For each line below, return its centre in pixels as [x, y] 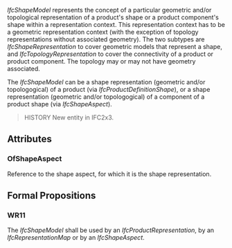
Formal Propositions [52, 196]
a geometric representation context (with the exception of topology [103, 32]
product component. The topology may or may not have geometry [101, 61]
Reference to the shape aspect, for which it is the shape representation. [109, 174]
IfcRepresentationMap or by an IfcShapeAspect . [76, 238]
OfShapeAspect [35, 159]
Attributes [29, 139]
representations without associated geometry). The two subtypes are [106, 39]
